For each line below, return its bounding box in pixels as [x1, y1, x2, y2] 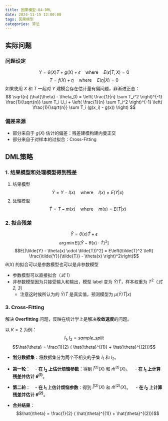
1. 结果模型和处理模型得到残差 [5, 169, 77, 176]
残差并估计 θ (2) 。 [12, 390, 48, 397]
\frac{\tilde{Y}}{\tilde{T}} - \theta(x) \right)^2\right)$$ [29, 253, 139, 259]
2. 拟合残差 [5, 219, 32, 226]
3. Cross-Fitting [5, 304, 44, 311]
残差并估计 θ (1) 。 [12, 372, 47, 379]
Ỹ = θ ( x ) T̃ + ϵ [70, 231, 98, 237]
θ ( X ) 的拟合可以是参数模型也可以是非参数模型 [5, 261, 99, 267]
